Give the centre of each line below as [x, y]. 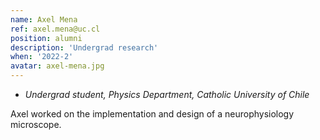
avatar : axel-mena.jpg [57, 66]
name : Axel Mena [44, 19]
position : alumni [46, 38]
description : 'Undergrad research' [84, 47]
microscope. [36, 124]
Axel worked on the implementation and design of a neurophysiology [152, 114]
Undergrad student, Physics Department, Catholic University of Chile [167, 94]
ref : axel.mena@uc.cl [55, 29]
